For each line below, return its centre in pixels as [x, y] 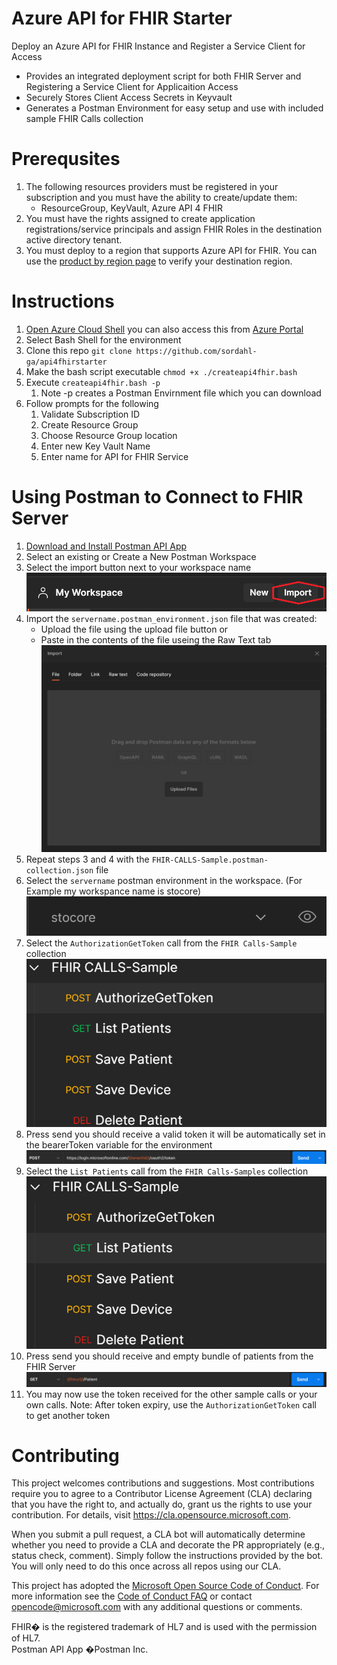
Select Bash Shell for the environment [103, 339]
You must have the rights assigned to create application [140, 218]
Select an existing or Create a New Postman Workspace [141, 556]
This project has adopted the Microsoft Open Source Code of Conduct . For [165, 1586]
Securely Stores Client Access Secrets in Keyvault [129, 97]
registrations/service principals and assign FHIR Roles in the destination [174, 229]
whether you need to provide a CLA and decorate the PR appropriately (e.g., [168, 1545]
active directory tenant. [74, 239]
